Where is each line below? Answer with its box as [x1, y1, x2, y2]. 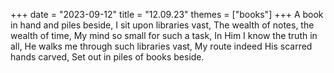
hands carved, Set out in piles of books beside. [10, 51, 205, 63]
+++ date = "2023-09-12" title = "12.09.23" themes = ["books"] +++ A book [10, 9, 324, 20]
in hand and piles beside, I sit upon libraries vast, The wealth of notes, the [10, 19, 315, 31]
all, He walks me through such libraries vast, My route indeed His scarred [10, 40, 313, 52]
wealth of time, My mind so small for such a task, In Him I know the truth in [10, 30, 318, 41]
